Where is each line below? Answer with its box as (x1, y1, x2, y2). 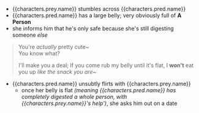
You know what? (18, 50, 60, 57)
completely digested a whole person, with (21, 93, 127, 100)
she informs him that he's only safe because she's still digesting (12, 25, 175, 32)
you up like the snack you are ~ (18, 68, 97, 76)
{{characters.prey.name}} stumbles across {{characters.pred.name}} (12, 6, 186, 12)
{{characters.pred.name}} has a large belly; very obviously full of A (12, 12, 182, 19)
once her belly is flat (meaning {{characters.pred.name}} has (21, 87, 176, 94)
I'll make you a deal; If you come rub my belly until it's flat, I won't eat (18, 61, 194, 69)
